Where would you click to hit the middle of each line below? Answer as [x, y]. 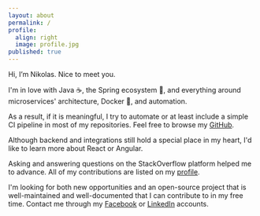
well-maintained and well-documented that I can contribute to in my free [126, 196]
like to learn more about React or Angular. [76, 148]
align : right [37, 37]
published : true [35, 52]
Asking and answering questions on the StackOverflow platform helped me [130, 163]
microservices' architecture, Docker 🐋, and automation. [98, 101]
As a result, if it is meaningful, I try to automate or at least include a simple [128, 116]
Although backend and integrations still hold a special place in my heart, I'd [130, 140]
